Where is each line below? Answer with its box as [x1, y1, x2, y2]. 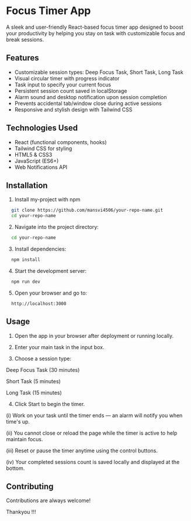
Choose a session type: [14, 355, 72, 362]
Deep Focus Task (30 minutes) [6, 366, 80, 373]
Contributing [6, 481, 54, 491]
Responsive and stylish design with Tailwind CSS [14, 106, 133, 113]
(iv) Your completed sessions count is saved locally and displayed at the [6, 458, 180, 465]
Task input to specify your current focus [14, 81, 112, 88]
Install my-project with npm [14, 196, 81, 203]
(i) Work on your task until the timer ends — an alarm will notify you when [6, 412, 183, 419]
